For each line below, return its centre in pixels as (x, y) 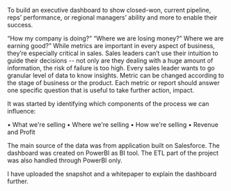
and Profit (22, 132)
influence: (22, 111)
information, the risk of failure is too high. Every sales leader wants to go (111, 68)
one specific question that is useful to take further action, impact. (101, 90)
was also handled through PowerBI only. (65, 160)
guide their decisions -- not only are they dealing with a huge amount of (110, 61)
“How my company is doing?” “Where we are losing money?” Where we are (115, 38)
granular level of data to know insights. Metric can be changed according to (116, 75)
